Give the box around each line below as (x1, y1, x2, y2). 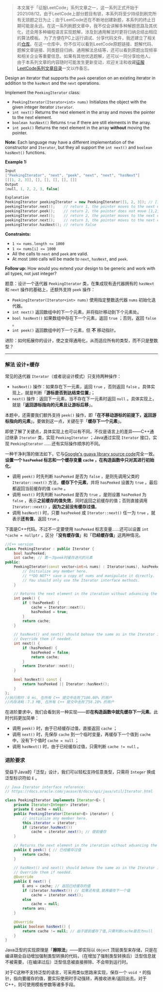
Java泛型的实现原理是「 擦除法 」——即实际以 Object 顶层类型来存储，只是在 (5, 947, 158, 953)
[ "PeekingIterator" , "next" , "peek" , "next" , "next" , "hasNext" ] (5, 173, 140, 178)
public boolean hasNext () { (14, 924, 70, 929)
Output (5, 182, 18, 187)
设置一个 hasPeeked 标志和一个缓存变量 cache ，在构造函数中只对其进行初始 (5, 457, 154, 463)
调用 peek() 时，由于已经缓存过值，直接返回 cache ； (12, 725, 118, 732)
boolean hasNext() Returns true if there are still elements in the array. (12, 120, 151, 125)
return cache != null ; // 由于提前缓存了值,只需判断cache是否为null (22, 928, 153, 933)
